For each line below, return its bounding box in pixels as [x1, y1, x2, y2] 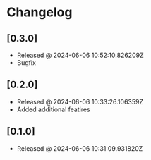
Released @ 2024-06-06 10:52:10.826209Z [16, 51, 144, 59]
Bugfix [16, 59, 37, 67]
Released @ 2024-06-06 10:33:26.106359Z [16, 97, 144, 106]
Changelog [6, 4, 73, 20]
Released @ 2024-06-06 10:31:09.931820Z [16, 144, 143, 152]
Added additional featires [16, 105, 90, 113]
